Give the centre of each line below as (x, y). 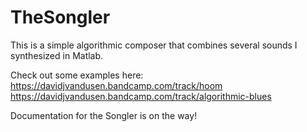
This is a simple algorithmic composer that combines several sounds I (154, 45)
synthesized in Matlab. (57, 55)
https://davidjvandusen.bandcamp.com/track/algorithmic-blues (141, 96)
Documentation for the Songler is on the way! (104, 115)
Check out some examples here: (77, 75)
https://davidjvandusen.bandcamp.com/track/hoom (116, 85)
